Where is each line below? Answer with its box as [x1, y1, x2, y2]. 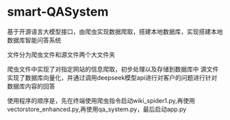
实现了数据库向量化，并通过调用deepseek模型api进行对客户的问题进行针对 [7, 73, 218, 82]
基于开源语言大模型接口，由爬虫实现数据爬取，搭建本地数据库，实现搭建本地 [7, 27, 223, 35]
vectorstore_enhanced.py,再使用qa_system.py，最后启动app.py [7, 105, 187, 113]
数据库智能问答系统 [7, 35, 62, 44]
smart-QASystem [7, 4, 109, 20]
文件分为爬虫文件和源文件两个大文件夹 [7, 50, 115, 59]
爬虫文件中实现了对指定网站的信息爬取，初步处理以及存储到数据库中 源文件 [7, 65, 219, 73]
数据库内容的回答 [7, 82, 55, 90]
